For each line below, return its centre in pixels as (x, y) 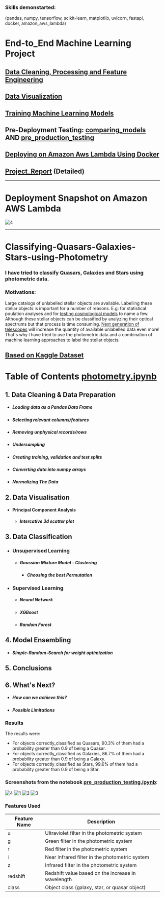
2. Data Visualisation (37, 497)
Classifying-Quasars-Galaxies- (70, 247)
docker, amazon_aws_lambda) (36, 23)
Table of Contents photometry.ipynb (81, 376)
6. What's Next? (30, 685)
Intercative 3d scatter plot (47, 521)
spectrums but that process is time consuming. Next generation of (72, 324)
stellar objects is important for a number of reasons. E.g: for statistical (76, 308)
